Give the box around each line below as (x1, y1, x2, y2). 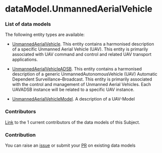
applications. (12, 57, 38, 63)
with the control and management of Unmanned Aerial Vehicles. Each (12, 82, 151, 87)
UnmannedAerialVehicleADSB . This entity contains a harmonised (12, 66, 142, 72)
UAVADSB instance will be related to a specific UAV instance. (12, 86, 134, 93)
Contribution (5, 131, 36, 138)
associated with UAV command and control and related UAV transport (12, 51, 152, 57)
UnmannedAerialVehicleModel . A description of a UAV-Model (12, 96, 135, 102)
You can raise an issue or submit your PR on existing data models (5, 142, 136, 149)
